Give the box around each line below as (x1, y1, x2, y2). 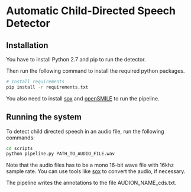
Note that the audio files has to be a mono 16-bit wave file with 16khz (6, 161, 174, 169)
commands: (6, 134, 35, 141)
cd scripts (6, 145, 33, 151)
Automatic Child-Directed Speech (6, 4, 176, 18)
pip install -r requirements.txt (6, 84, 89, 90)
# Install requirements (6, 79, 65, 84)
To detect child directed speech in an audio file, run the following (6, 128, 164, 135)
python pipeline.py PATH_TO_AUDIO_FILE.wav (6, 151, 115, 157)
